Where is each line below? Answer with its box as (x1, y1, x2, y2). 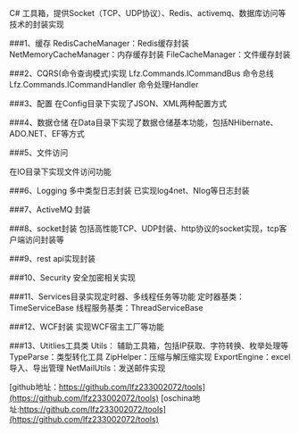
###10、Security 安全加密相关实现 (9, 272, 137, 283)
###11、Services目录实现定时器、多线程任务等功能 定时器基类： (9, 291, 245, 302)
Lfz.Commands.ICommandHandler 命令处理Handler (9, 79, 199, 89)
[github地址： (9, 382, 60, 392)
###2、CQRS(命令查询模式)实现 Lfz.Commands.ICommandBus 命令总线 (9, 68, 275, 79)
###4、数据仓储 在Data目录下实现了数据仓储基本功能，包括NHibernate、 (9, 117, 278, 128)
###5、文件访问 (9, 147, 69, 158)
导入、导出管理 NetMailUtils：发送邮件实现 (9, 362, 166, 373)
